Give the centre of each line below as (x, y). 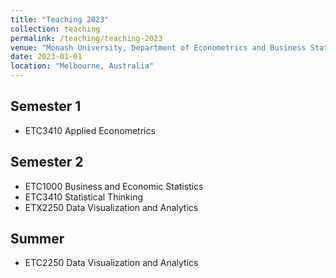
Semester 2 (47, 162)
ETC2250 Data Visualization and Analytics (111, 263)
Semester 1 (46, 106)
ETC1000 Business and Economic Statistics (114, 186)
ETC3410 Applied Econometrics (90, 130)
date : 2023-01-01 (46, 57)
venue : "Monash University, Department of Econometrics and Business (158, 47)
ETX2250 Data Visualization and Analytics (111, 207)
